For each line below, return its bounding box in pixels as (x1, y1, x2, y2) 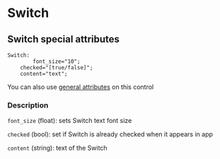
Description (7, 100, 49, 110)
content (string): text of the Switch (7, 143, 108, 153)
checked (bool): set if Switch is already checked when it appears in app (7, 130, 214, 139)
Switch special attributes (7, 33, 120, 45)
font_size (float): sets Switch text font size (7, 117, 132, 125)
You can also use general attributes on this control (7, 83, 154, 91)
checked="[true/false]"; (20, 64, 93, 71)
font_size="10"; (33, 58, 81, 65)
